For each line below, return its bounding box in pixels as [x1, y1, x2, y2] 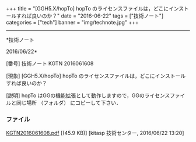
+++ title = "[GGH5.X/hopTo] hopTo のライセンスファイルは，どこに [6, 5, 169, 12]
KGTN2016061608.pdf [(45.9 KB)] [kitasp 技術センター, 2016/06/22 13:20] [6, 130, 184, 137]
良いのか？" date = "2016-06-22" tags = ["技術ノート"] [31, 12, 164, 19]
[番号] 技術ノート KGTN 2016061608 [6, 60, 94, 67]
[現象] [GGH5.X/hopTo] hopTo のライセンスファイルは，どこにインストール [6, 72, 186, 79]
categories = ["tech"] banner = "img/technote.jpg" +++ [6, 19, 139, 26]
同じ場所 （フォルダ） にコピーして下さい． [16, 100, 121, 106]
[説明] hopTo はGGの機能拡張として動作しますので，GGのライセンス [6, 92, 170, 99]
